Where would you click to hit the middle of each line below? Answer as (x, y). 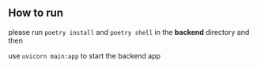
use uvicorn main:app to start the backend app (84, 55)
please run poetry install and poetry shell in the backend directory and (129, 32)
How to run (36, 13)
